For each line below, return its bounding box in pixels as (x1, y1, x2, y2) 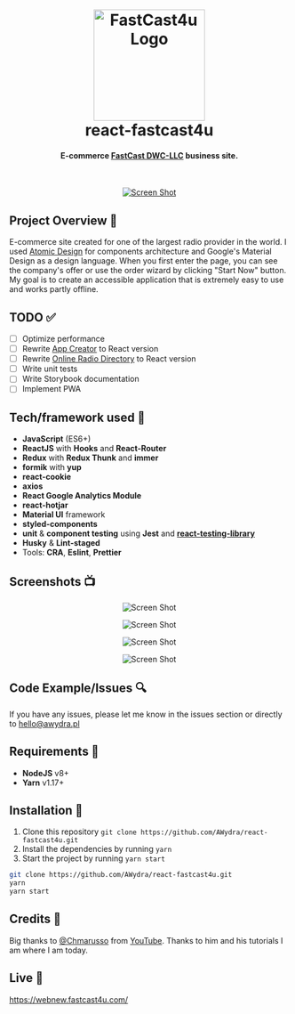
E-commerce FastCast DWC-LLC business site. (60, 150, 238, 160)
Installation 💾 (9, 803, 84, 818)
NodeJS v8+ (21, 767, 69, 778)
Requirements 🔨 (9, 744, 100, 759)
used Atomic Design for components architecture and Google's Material (9, 246, 273, 257)
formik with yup (21, 462, 82, 473)
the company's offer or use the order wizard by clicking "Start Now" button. (9, 265, 287, 276)
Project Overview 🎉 (9, 213, 118, 228)
